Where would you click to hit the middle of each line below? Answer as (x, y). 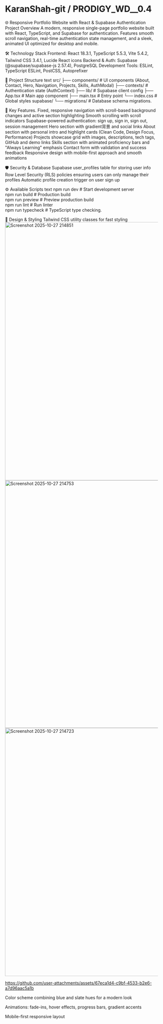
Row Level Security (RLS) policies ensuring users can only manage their (77, 175)
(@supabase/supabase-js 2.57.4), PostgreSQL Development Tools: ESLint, (79, 65)
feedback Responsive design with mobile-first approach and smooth (73, 153)
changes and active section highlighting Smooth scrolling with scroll (73, 115)
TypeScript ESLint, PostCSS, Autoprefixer (47, 70)
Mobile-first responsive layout (35, 1016)
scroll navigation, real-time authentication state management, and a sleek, (79, 38)
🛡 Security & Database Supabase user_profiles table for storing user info (78, 167)
